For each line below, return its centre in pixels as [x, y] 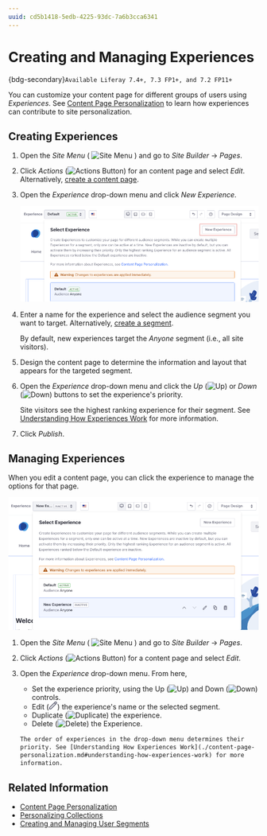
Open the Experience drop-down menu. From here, [103, 674]
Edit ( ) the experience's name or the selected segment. [126, 707]
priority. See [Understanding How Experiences [98, 748]
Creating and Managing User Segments [84, 824]
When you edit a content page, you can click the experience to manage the [131, 478]
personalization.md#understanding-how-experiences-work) [116, 756]
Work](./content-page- [218, 748]
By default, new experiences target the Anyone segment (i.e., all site [132, 338]
